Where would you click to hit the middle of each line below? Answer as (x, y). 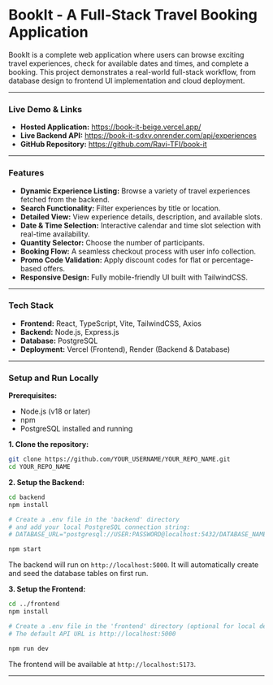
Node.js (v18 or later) (55, 411)
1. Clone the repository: (49, 444)
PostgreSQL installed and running (76, 429)
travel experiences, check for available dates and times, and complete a (129, 63)
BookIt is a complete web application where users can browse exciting (126, 54)
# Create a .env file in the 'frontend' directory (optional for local (132, 626)
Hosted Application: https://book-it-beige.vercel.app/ (110, 127)
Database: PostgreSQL (59, 340)
